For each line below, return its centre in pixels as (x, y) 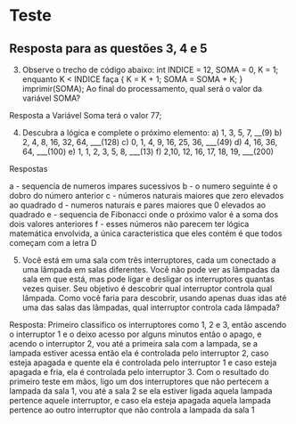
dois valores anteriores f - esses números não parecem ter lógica (129, 224)
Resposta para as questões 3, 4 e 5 (108, 49)
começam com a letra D (53, 243)
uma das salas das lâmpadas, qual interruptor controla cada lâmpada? (151, 307)
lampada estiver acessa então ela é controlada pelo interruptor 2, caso (139, 353)
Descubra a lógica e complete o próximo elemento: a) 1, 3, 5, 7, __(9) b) (152, 133)
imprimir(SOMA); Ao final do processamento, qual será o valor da (142, 89)
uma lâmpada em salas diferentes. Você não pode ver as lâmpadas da (151, 269)
